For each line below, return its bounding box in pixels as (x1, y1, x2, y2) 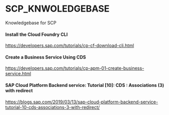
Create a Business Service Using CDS (5, 54, 86, 60)
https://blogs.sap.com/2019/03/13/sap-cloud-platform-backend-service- (5, 99, 158, 105)
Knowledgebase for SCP (5, 20, 57, 26)
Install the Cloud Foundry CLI (5, 31, 68, 37)
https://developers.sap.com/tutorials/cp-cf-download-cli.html (5, 42, 134, 48)
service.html (5, 71, 31, 77)
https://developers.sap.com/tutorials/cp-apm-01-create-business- (5, 65, 145, 71)
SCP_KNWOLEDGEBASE (5, 3, 110, 15)
